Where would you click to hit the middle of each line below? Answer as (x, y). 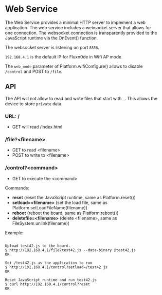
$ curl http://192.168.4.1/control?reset (48, 284)
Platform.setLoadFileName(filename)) (50, 207)
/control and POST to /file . (34, 71)
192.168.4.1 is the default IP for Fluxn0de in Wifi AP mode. (64, 56)
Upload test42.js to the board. (38, 246)
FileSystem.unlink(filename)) (41, 223)
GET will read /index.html (37, 127)
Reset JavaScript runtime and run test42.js (51, 280)
